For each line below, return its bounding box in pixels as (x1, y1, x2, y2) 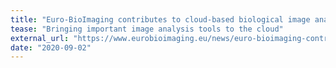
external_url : (10, 33, 70, 43)
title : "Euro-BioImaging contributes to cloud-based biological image (10, 14, 311, 25)
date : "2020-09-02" (10, 42, 92, 53)
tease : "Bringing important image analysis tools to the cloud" (10, 24, 284, 34)
